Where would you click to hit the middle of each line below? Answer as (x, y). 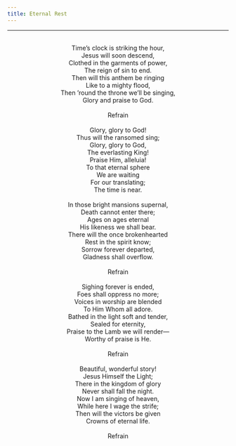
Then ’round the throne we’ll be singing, (118, 93)
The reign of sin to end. (118, 70)
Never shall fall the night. (118, 391)
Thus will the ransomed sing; (118, 137)
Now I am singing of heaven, (118, 398)
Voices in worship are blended (118, 301)
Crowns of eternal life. (118, 421)
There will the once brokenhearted (118, 234)
